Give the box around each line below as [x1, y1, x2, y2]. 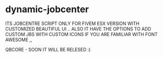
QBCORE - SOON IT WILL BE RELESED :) [5, 46, 91, 52]
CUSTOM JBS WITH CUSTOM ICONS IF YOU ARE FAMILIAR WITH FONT [5, 31, 158, 37]
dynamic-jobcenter [5, 4, 89, 15]
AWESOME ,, [5, 37, 32, 43]
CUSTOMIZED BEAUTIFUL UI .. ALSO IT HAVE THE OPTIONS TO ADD [5, 25, 151, 32]
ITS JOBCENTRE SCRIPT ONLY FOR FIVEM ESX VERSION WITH [5, 20, 140, 26]
